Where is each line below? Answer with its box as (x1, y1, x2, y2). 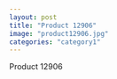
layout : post (9, 12, 58, 22)
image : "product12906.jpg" (9, 29, 109, 38)
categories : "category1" (9, 37, 101, 47)
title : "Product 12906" (9, 21, 97, 30)
